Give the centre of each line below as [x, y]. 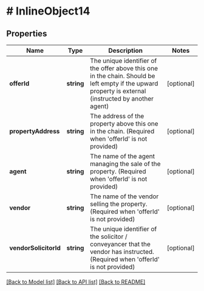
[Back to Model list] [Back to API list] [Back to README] [76, 282]
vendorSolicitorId [35, 248]
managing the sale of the [125, 164]
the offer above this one [124, 68]
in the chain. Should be [123, 76]
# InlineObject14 [48, 11]
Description [126, 51]
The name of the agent [123, 156]
